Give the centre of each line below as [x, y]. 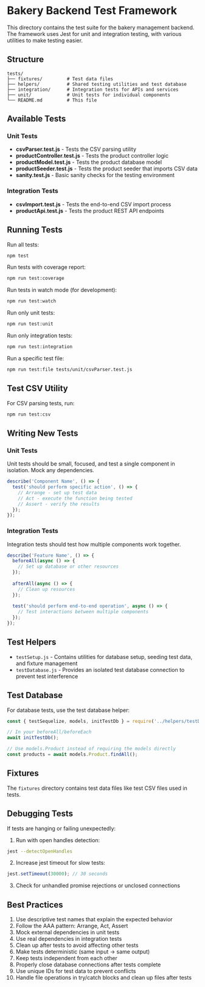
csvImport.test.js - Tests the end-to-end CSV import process [93, 204]
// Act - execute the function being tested [75, 498]
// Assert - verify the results [59, 504]
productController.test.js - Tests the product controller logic [92, 156]
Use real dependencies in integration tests [69, 939]
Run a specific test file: [36, 358]
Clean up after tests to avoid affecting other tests [77, 945]
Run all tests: [23, 245]
